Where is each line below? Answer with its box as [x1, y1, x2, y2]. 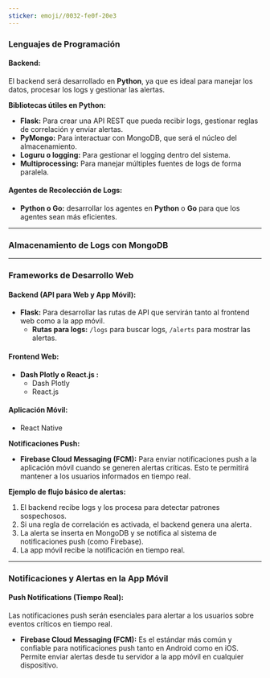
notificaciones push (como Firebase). [19, 536, 144, 546]
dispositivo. [19, 660, 59, 670]
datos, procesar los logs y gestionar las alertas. [8, 84, 166, 94]
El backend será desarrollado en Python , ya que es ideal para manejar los [8, 76, 253, 85]
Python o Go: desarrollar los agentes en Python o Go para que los [19, 203, 240, 213]
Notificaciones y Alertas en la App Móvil [8, 573, 169, 584]
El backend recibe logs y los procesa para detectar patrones [19, 502, 220, 512]
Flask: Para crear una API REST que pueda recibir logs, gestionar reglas [19, 116, 259, 125]
